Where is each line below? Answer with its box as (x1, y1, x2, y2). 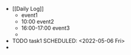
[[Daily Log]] (12, 5, 44, 12)
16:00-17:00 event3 (21, 24, 70, 31)
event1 (21, 11, 38, 19)
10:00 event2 (21, 18, 54, 25)
